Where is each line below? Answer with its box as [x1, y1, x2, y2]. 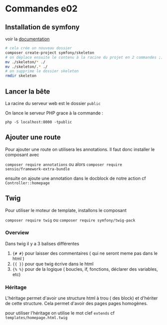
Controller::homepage [5, 180, 50, 186]
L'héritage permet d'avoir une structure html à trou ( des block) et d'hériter [5, 295, 158, 301]
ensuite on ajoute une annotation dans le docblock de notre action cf [5, 175, 146, 181]
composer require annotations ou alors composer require [5, 161, 122, 167]
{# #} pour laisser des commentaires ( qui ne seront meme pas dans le [12, 250, 158, 256]
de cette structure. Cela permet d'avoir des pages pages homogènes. [5, 301, 148, 307]
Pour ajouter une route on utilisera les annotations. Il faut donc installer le [5, 146, 155, 152]
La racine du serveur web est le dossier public [5, 100, 101, 106]
